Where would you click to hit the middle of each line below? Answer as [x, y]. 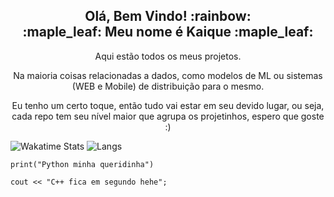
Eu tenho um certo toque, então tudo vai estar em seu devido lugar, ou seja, [168, 105]
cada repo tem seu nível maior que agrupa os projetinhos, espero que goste [168, 116]
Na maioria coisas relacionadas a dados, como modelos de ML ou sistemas [168, 75]
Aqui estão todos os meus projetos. [168, 56]
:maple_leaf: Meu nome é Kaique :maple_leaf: [168, 32]
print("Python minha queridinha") [82, 164]
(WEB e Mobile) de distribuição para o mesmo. [168, 86]
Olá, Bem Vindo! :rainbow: [168, 16]
